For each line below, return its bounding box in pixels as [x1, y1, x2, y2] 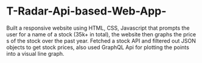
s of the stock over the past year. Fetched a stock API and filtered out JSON [6, 37, 197, 44]
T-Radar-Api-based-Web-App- [6, 4, 167, 18]
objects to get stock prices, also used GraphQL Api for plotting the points [6, 44, 190, 51]
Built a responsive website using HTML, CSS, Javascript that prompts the [6, 24, 190, 31]
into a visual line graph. [6, 50, 65, 57]
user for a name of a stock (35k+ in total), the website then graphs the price [6, 30, 197, 38]
